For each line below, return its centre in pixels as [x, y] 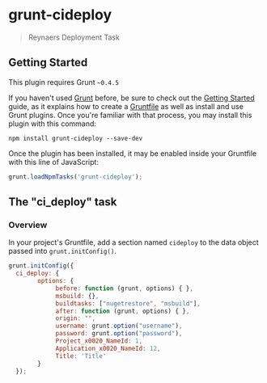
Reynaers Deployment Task [74, 37]
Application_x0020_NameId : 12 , [108, 348]
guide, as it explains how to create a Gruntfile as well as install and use [126, 106]
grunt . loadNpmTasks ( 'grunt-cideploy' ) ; [76, 177]
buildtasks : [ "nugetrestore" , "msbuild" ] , [128, 303]
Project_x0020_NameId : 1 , [99, 341]
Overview [28, 225]
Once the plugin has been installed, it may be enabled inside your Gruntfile [133, 153]
